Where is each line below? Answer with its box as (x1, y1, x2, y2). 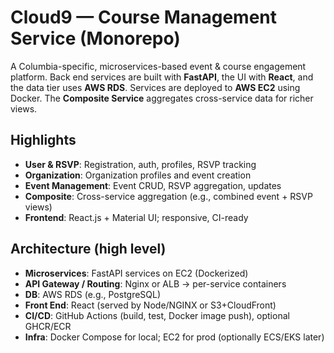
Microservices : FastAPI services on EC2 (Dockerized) (24, 267, 249, 279)
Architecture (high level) (10, 241, 167, 258)
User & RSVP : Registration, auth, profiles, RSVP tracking (24, 158, 257, 170)
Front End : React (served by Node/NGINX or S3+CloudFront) (24, 299, 277, 311)
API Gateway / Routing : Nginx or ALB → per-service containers (24, 277, 287, 290)
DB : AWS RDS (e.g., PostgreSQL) (24, 288, 162, 300)
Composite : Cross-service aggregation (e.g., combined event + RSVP (24, 190, 313, 202)
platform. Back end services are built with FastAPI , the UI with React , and (10, 71, 314, 83)
